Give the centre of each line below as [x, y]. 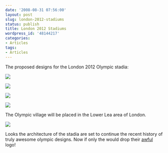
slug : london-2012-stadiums [35, 19]
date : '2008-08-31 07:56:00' [36, 10]
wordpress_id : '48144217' [32, 33]
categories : [18, 39]
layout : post [19, 15]
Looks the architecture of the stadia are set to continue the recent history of [84, 134]
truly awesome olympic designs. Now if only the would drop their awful [79, 139]
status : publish [22, 24]
